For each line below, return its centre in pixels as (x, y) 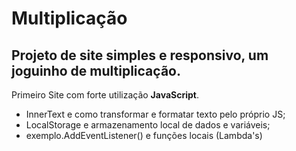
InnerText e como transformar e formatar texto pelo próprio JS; (155, 114)
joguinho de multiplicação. (96, 70)
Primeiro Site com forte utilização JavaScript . (105, 95)
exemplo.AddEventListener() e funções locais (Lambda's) (144, 135)
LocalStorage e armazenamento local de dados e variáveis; (148, 125)
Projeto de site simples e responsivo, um (140, 55)
